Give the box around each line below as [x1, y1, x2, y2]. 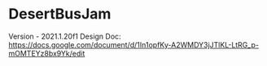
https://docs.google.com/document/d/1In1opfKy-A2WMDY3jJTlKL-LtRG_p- [8, 39, 259, 49]
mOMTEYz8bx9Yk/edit [8, 48, 85, 58]
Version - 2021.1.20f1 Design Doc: [8, 31, 121, 41]
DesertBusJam [8, 5, 112, 23]
